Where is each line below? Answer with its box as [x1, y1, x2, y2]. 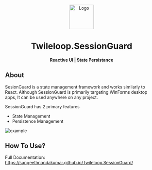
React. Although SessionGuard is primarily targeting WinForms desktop [5, 89, 148, 95]
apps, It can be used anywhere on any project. [5, 94, 98, 100]
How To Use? [5, 141, 46, 150]
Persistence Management [12, 118, 64, 124]
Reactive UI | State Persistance [50, 57, 114, 63]
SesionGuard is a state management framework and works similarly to [5, 84, 146, 90]
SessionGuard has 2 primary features [5, 103, 80, 109]
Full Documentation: [5, 154, 45, 160]
